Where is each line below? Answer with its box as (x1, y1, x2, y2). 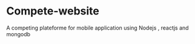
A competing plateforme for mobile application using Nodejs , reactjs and (6, 24, 189, 31)
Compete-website (6, 4, 100, 18)
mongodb (6, 30, 31, 37)
